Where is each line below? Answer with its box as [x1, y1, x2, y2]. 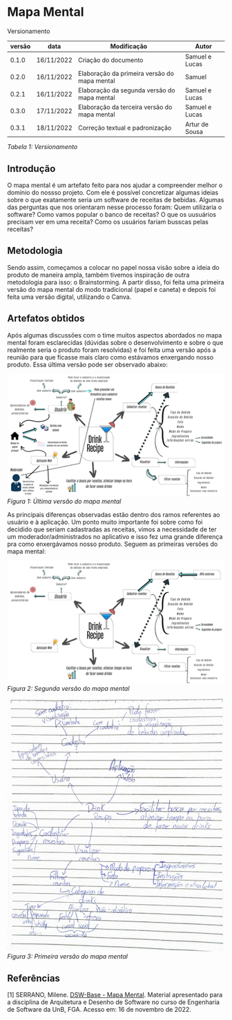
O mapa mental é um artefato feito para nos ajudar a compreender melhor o [7, 181, 223, 189]
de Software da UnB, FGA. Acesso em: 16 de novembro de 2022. [7, 1006, 192, 1014]
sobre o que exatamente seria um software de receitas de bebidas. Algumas [7, 196, 224, 204]
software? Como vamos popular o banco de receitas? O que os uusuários [7, 210, 216, 218]
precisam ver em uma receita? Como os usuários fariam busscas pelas [7, 218, 209, 226]
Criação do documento [78, 56, 144, 64]
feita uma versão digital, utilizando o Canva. [7, 293, 132, 301]
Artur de [185, 120, 209, 128]
